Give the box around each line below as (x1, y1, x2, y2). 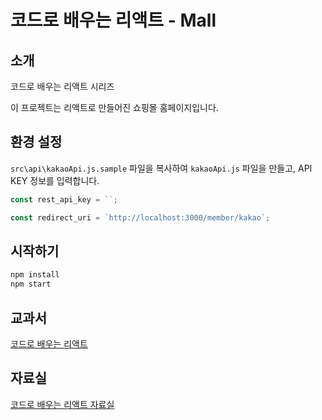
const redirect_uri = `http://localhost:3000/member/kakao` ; (10, 212, 271, 223)
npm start (10, 279, 52, 290)
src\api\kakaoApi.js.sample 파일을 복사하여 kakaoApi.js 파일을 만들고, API (10, 162, 313, 174)
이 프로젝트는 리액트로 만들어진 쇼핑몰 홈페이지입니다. (10, 102, 219, 113)
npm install (10, 270, 60, 280)
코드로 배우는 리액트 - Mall (10, 9, 217, 32)
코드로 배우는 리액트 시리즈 (10, 81, 115, 92)
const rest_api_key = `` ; (10, 194, 118, 205)
